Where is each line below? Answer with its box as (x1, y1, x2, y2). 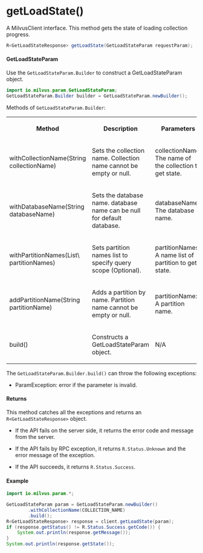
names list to (91, 250, 128, 259)
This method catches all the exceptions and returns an (6, 408, 142, 416)
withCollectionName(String (9, 153, 86, 162)
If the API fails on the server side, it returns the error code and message (14, 426, 194, 434)
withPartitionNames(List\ (9, 250, 80, 259)
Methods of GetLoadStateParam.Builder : (6, 104, 106, 111)
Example (6, 477, 29, 484)
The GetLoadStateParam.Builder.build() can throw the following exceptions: (6, 369, 197, 377)
